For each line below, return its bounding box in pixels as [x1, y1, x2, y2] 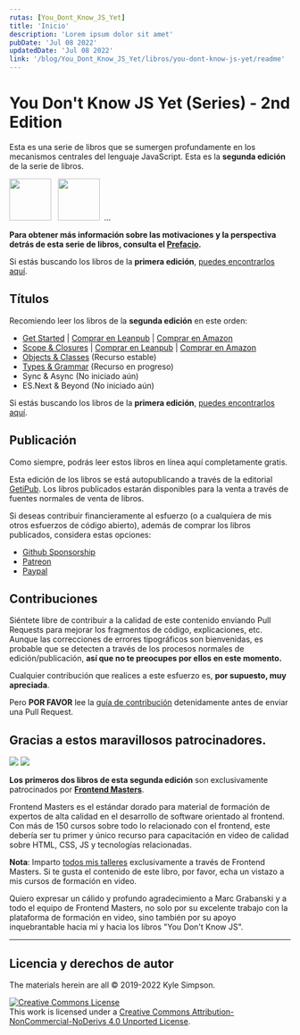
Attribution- [191, 1006, 235, 1017]
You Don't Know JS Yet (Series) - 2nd [9, 93, 291, 114]
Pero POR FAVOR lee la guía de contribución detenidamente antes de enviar [9, 697, 288, 708]
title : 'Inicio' [9, 21, 70, 30]
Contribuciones [9, 591, 98, 606]
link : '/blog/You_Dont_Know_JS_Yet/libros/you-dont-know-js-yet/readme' [9, 55, 286, 63]
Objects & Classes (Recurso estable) [21, 351, 157, 362]
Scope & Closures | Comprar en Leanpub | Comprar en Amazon [21, 341, 257, 353]
